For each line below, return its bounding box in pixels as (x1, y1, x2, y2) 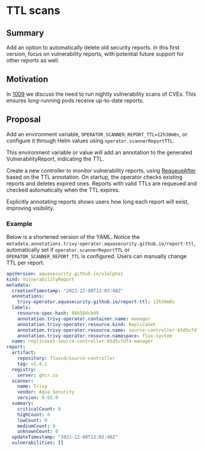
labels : (12, 304, 32, 311)
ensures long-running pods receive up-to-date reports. (6, 96, 144, 104)
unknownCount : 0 (17, 429, 59, 435)
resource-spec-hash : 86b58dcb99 (17, 310, 99, 316)
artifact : (12, 350, 36, 356)
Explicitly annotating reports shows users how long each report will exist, (6, 198, 189, 205)
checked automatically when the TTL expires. (6, 186, 120, 193)
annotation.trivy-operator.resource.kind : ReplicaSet (17, 321, 156, 327)
